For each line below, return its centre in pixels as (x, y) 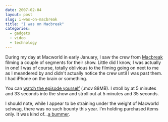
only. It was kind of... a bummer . (38, 114)
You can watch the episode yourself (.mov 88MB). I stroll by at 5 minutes (81, 88)
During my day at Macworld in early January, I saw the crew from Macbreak (84, 57)
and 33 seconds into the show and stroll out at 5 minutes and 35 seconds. (82, 93)
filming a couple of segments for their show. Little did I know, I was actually (83, 62)
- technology (23, 43)
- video (18, 38)
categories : (18, 29)
